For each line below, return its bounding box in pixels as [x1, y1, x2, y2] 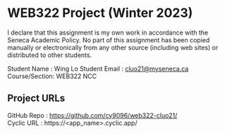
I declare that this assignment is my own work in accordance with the [7, 28, 209, 37]
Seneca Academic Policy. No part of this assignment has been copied [7, 35, 210, 44]
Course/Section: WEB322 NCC [7, 72, 97, 80]
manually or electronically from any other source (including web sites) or [7, 43, 219, 51]
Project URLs [7, 92, 66, 104]
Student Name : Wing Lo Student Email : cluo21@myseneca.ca [7, 64, 189, 73]
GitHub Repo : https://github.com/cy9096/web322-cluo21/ [7, 111, 178, 119]
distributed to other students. [7, 51, 92, 59]
